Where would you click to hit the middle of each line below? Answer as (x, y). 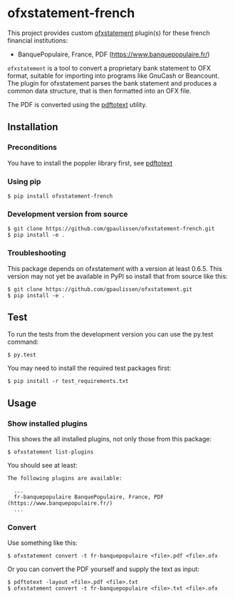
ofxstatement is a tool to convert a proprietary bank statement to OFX (109, 68)
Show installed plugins (47, 424)
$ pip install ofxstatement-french (60, 196)
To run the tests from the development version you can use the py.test (110, 334)
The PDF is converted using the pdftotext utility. (77, 104)
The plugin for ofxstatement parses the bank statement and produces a (112, 83)
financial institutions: (38, 40)
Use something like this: (43, 543)
